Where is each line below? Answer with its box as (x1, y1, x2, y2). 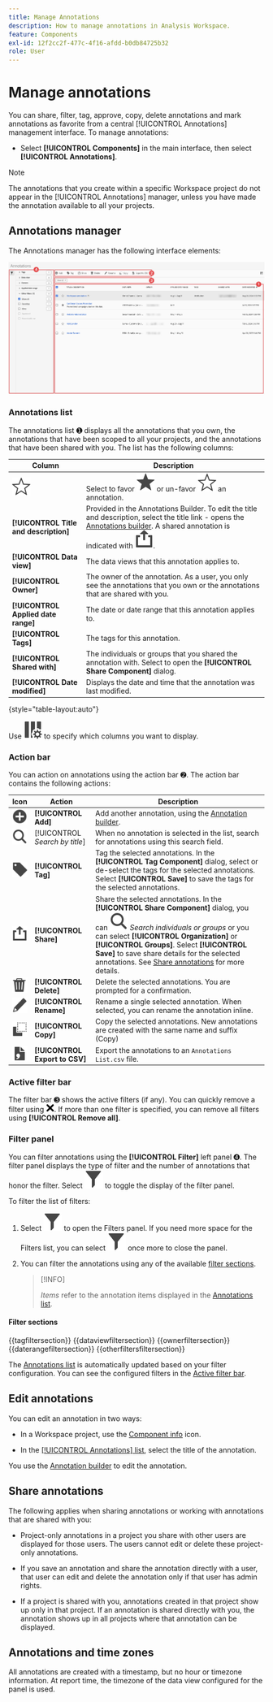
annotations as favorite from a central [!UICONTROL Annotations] (8, 119, 227, 129)
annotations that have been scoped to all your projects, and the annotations (8, 434, 262, 444)
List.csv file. (94, 1054, 139, 1063)
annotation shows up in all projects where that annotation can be (19, 1613, 237, 1623)
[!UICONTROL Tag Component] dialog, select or (94, 857, 258, 867)
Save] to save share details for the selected (94, 948, 240, 958)
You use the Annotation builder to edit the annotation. (8, 1461, 188, 1470)
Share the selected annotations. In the (94, 894, 222, 903)
